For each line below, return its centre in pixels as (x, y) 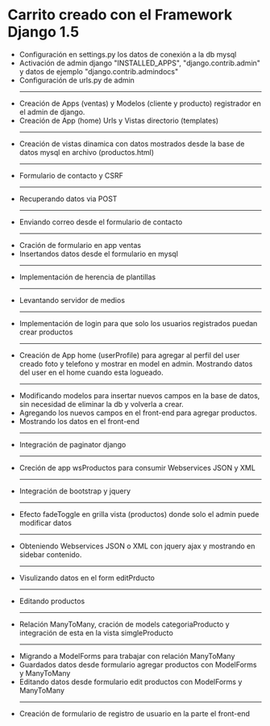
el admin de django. (52, 111)
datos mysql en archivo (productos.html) (87, 152)
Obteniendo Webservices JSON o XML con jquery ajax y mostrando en (137, 546)
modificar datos (45, 522)
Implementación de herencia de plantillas (87, 277)
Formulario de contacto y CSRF (71, 175)
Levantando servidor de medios (72, 300)
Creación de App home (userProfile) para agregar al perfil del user (129, 355)
